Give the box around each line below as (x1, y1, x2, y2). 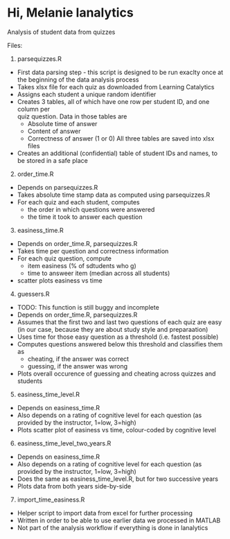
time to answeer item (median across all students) (27, 269, 170, 277)
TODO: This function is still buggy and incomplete (17, 303, 159, 311)
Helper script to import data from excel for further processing (17, 509, 193, 517)
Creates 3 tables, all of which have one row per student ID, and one (17, 97, 210, 105)
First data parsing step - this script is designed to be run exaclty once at (17, 68, 224, 76)
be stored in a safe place (17, 156, 88, 164)
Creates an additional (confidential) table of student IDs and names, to (17, 149, 218, 157)
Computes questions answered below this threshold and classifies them (17, 339, 223, 348)
